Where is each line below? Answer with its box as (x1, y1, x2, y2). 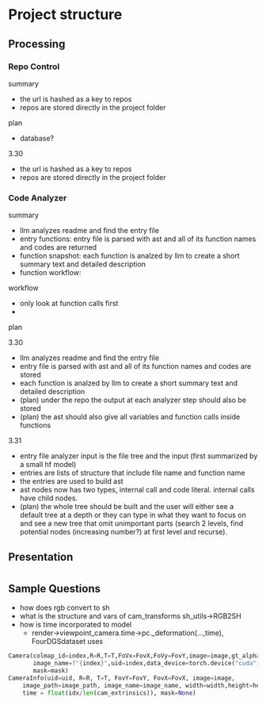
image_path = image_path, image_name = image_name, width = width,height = (22, 681, 253, 689)
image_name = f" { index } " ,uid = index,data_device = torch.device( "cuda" (32, 660, 257, 668)
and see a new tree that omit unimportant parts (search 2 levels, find (19, 519, 244, 528)
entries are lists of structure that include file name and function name (19, 468, 245, 477)
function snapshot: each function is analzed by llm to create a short (19, 251, 240, 261)
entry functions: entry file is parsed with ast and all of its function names (19, 234, 256, 243)
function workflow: (19, 268, 82, 278)
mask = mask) (32, 666, 69, 675)
